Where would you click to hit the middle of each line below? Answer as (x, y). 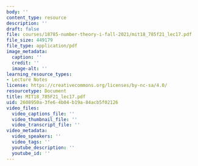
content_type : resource (37, 18)
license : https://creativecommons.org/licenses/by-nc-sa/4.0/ (87, 86)
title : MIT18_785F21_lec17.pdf (46, 97)
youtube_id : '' (31, 153)
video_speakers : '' (37, 137)
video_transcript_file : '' (46, 125)
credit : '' (26, 63)
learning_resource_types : (39, 74)
